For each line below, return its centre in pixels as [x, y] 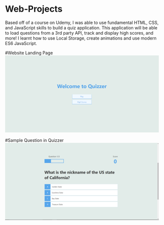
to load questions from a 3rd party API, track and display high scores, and [79, 33]
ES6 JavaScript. [21, 43]
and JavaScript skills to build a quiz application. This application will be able [81, 27]
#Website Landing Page [29, 53]
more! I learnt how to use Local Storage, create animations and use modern [81, 38]
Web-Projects [34, 9]
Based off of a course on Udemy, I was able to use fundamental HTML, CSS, [82, 22]
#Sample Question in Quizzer [34, 140]
